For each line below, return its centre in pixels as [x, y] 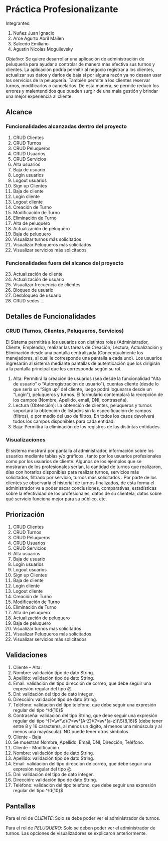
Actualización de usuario [39, 279]
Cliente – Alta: [27, 667]
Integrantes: [18, 23]
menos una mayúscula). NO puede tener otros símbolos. [71, 731]
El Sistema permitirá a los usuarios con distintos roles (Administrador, [77, 342]
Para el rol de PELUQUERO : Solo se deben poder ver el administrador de [81, 828]
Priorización [25, 515]
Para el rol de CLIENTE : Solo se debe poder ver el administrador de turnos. [83, 818]
